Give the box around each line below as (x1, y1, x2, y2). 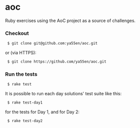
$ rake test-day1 (7, 100, 43, 105)
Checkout (5, 30, 29, 37)
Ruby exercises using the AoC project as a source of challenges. (5, 18, 136, 23)
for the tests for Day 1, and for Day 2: (5, 109, 80, 115)
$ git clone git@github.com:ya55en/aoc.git (7, 41, 98, 46)
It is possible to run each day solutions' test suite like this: (5, 91, 122, 97)
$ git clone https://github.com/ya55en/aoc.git (7, 59, 107, 64)
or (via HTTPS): (5, 50, 37, 56)
